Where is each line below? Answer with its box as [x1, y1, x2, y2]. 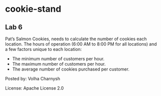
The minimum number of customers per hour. [12, 56, 105, 62]
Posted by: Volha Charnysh [5, 76, 61, 81]
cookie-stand [5, 3, 62, 15]
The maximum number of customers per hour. [12, 61, 106, 67]
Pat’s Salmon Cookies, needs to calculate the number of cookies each [5, 36, 147, 42]
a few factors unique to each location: [5, 47, 82, 52]
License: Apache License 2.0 [5, 85, 64, 91]
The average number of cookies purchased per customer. [12, 66, 129, 72]
